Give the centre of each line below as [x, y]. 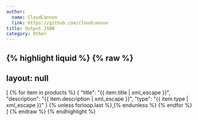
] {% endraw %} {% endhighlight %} [51, 111]
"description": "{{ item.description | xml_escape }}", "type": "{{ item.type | [97, 99]
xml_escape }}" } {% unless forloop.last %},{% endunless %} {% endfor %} [99, 106]
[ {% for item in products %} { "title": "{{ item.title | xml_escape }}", [88, 92]
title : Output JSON [31, 28]
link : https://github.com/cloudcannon [60, 23]
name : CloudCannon [35, 17]
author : [16, 12]
